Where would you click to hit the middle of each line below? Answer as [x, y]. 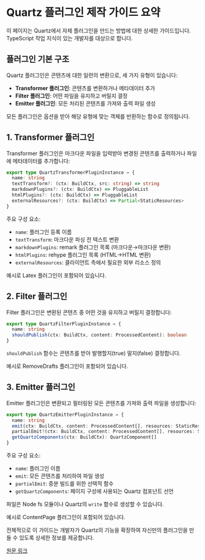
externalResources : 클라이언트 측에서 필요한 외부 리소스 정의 [88, 262]
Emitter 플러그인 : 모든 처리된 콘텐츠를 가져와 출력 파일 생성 [85, 103]
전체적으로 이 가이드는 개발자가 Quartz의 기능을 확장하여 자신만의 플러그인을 [97, 530]
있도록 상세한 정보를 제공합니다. [57, 538]
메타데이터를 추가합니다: [41, 161]
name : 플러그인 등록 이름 [43, 232]
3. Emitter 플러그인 [41, 387]
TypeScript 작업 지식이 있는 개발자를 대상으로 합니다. [70, 38]
